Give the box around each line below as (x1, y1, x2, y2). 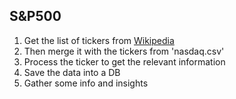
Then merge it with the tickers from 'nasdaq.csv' (23, 45, 225, 57)
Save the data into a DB (23, 66, 121, 78)
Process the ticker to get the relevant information (23, 55, 226, 68)
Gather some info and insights (23, 77, 149, 89)
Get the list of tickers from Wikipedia (23, 34, 175, 46)
